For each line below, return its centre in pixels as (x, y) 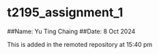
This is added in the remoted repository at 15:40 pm (80, 44)
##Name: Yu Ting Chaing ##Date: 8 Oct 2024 (71, 31)
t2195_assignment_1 (65, 13)
